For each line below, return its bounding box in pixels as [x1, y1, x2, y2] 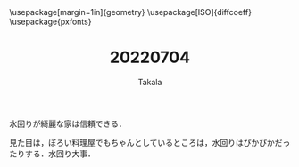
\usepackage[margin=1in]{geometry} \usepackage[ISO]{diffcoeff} [9, 7, 253, 17]
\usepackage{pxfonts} [9, 16, 92, 27]
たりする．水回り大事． [9, 148, 96, 159]
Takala [137, 76, 162, 87]
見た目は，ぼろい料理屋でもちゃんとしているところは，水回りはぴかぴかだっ [9, 137, 291, 147]
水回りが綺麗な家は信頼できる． [9, 118, 127, 129]
